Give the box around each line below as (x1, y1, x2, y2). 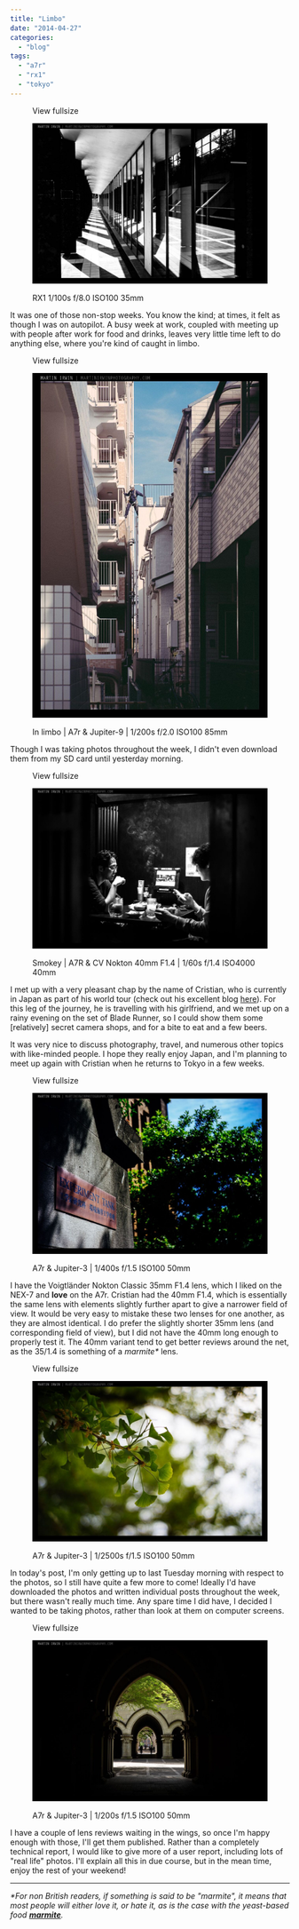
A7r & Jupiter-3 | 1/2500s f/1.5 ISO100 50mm (32, 1551, 195, 1561)
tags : (10, 52, 30, 61)
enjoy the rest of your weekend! (10, 1865, 127, 1876)
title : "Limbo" (10, 14, 67, 23)
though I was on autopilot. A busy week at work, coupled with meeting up (10, 319, 279, 329)
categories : (10, 33, 54, 42)
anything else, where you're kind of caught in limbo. (10, 337, 201, 348)
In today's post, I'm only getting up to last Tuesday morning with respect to (10, 1568, 285, 1578)
